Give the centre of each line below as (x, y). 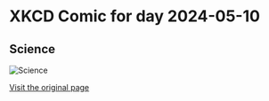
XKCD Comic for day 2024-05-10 (135, 16)
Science (33, 49)
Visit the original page (49, 87)
